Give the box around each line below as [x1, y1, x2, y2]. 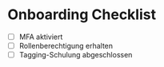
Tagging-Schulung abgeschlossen [18, 50, 133, 60]
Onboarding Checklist [7, 6, 157, 24]
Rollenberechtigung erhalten [18, 41, 114, 50]
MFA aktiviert [18, 32, 63, 41]
